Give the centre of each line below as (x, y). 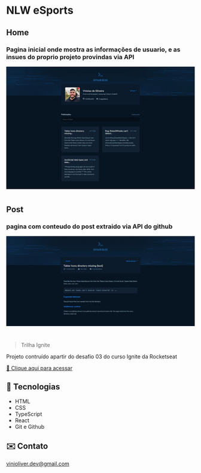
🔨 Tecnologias (33, 387)
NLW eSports (40, 10)
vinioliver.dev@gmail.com (38, 463)
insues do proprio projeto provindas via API (70, 57)
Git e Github (30, 426)
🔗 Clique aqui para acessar (39, 368)
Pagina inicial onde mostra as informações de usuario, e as (93, 50)
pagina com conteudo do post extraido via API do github (89, 226)
